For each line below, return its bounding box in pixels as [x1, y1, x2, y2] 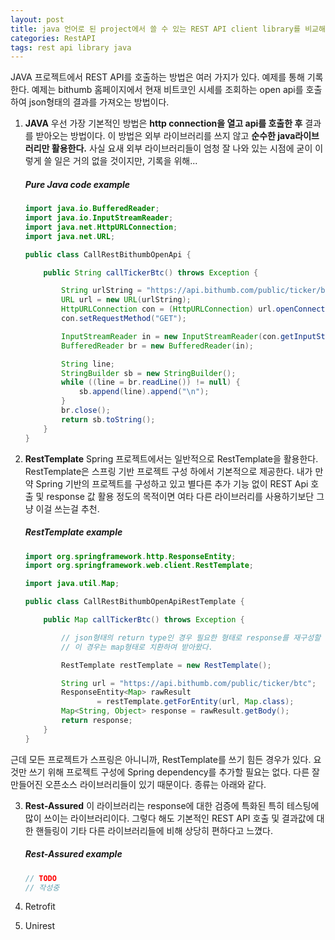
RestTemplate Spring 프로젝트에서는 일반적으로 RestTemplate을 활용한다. [24, 452, 319, 465]
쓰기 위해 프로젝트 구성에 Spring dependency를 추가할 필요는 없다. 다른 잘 [28, 766, 320, 778]
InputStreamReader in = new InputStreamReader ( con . [61, 331, 281, 341]
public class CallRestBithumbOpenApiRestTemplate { [24, 597, 245, 607]
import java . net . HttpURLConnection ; [24, 222, 178, 232]
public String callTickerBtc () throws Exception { [43, 267, 259, 278]
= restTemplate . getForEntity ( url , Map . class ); [96, 697, 295, 707]
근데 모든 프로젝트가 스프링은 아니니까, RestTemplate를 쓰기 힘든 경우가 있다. [10, 753, 312, 765]
